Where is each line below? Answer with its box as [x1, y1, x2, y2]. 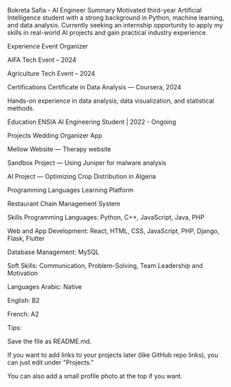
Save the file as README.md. [7, 337, 92, 345]
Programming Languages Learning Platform [7, 186, 134, 194]
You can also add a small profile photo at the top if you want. [7, 372, 183, 380]
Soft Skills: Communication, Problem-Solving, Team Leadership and [7, 262, 204, 269]
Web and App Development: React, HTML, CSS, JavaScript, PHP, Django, [7, 227, 220, 235]
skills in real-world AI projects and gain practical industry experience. [7, 28, 208, 37]
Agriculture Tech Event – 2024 [7, 70, 95, 77]
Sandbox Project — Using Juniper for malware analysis [7, 158, 167, 167]
